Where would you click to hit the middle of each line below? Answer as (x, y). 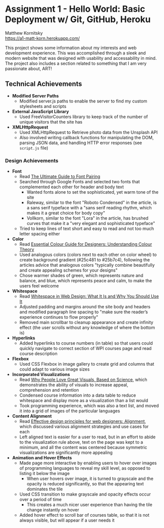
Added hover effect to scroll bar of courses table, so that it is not (84, 515)
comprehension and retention (49, 390)
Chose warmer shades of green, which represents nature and (81, 276)
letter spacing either (40, 234)
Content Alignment (32, 416)
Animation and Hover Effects (42, 458)
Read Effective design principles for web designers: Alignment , (83, 421)
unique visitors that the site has (51, 122)
